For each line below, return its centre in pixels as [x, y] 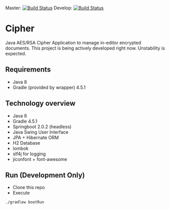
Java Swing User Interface [40, 132]
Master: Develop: [39, 8]
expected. [16, 53]
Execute [21, 193]
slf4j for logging [29, 154]
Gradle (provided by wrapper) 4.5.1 [49, 87]
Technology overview [40, 103]
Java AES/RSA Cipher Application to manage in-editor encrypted [73, 42]
